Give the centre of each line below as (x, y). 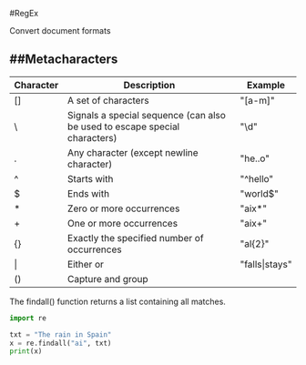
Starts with (90, 178)
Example (266, 85)
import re (28, 318)
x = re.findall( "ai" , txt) (61, 343)
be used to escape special (123, 127)
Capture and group (107, 279)
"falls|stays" (266, 264)
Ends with (88, 193)
